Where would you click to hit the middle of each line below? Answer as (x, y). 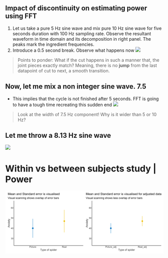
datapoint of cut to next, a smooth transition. (64, 70)
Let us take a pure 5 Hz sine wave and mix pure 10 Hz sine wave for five (87, 28)
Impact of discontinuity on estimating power (76, 8)
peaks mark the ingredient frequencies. (53, 44)
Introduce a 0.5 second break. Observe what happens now (73, 50)
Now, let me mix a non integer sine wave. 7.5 (76, 87)
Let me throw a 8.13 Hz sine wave (58, 136)
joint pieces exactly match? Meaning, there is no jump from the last (87, 65)
